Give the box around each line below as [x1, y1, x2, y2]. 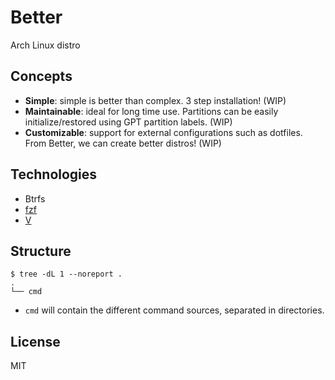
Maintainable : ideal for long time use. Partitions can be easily [24, 105, 279, 117]
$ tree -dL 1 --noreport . [10, 269, 123, 280]
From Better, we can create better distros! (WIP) [24, 137, 222, 149]
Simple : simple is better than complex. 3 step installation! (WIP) [24, 94, 287, 106]
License [10, 333, 61, 350]
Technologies [10, 166, 98, 183]
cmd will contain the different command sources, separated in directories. [24, 304, 325, 316]
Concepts [10, 68, 73, 85]
